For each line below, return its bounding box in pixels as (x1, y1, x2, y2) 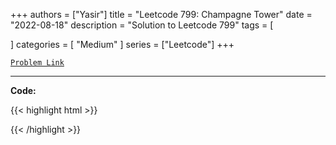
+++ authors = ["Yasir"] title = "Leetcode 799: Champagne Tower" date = (10, 9, 313, 20)
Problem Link (10, 58, 65, 68)
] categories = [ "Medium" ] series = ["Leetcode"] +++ (10, 39, 235, 50)
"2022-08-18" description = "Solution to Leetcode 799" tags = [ (10, 19, 274, 31)
